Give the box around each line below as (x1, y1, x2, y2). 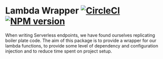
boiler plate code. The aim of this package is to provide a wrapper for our (5, 37, 156, 43)
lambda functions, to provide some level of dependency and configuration (5, 42, 158, 48)
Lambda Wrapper (5, 5, 79, 16)
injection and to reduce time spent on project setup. (5, 48, 112, 54)
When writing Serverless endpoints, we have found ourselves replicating (5, 32, 155, 38)
